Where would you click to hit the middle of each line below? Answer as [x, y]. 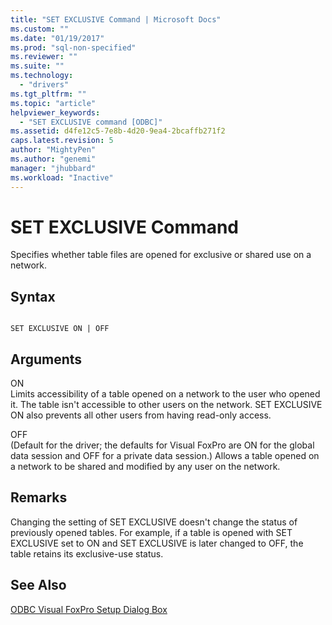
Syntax [33, 296]
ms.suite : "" [37, 66]
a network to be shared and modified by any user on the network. [145, 467]
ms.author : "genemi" [53, 159]
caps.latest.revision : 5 [62, 141]
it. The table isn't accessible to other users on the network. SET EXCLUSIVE [166, 405]
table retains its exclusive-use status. [87, 553]
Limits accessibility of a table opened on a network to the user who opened [165, 394]
